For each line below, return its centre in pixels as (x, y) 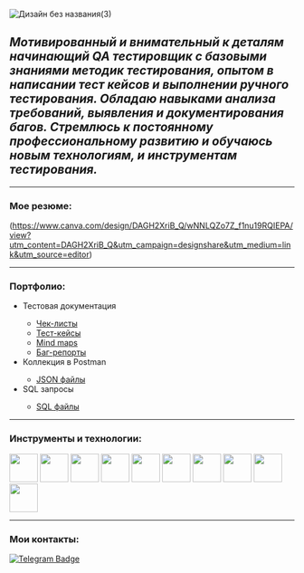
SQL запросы (48, 389)
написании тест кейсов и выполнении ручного (149, 85)
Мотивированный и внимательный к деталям (147, 42)
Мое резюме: (41, 205)
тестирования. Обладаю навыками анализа (142, 99)
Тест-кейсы (58, 333)
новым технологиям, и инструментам (123, 155)
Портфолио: (38, 287)
